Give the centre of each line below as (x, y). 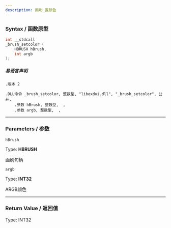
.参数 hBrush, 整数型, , (40, 105)
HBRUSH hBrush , (31, 49)
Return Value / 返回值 (32, 208)
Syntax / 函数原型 (27, 28)
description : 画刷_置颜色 (31, 10)
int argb (24, 54)
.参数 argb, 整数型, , (38, 110)
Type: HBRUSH (21, 149)
